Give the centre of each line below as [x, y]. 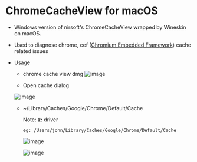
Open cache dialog [46, 85]
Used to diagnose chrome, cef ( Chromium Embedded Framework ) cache [102, 45]
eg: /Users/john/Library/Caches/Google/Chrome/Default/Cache [99, 130]
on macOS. [28, 33]
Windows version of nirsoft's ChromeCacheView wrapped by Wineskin [100, 27]
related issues [31, 51]
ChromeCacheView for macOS [82, 11]
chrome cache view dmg [53, 74]
